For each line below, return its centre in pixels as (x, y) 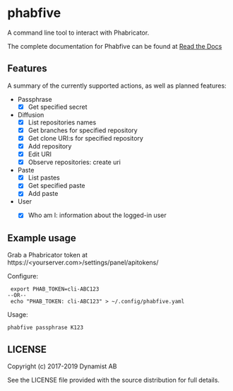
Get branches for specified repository (83, 130)
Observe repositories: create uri (74, 162)
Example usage (42, 238)
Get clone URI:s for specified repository (85, 138)
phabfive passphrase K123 (45, 328)
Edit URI (40, 154)
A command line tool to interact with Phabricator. (78, 33)
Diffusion (31, 115)
